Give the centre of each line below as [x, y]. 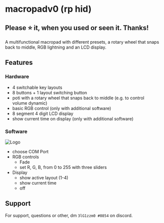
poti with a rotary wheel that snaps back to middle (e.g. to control [78, 98]
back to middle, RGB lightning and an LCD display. [56, 47]
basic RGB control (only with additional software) [62, 108]
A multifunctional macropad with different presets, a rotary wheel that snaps [82, 42]
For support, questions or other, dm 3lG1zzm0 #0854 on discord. [69, 215]
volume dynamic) [30, 103]
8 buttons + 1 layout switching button [50, 92]
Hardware [17, 77]
